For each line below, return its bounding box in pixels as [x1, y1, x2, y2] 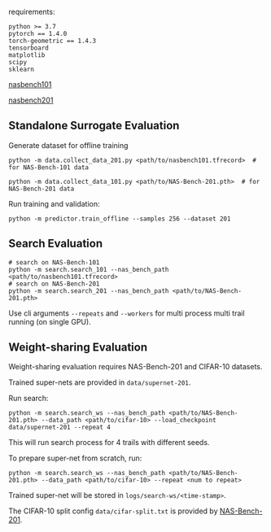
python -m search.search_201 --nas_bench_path [8, 286, 169, 295]
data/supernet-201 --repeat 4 [8, 423, 111, 432]
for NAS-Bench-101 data [8, 163, 90, 172]
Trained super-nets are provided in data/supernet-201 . [8, 377, 191, 387]
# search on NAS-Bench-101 [8, 258, 100, 267]
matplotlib [8, 51, 46, 59]
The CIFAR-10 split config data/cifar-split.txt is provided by [8, 506, 218, 516]
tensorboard [8, 44, 49, 52]
